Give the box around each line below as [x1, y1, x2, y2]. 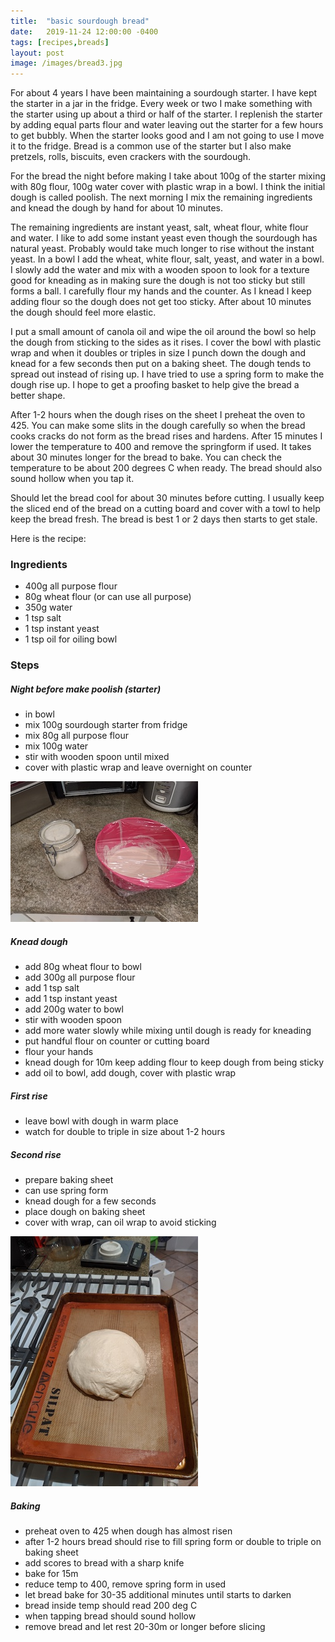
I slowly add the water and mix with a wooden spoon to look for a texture [10, 264, 310, 276]
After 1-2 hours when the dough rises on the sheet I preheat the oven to [10, 409, 306, 421]
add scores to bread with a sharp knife [24, 1557, 185, 1569]
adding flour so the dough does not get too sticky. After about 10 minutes [10, 296, 312, 308]
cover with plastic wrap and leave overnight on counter [24, 761, 253, 774]
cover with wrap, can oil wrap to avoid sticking [24, 1216, 217, 1229]
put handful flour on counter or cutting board [24, 1035, 210, 1047]
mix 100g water [24, 740, 89, 752]
